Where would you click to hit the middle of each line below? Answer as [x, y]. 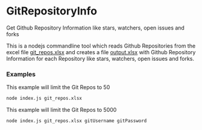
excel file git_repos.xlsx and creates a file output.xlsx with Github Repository [101, 52]
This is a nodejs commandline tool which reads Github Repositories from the [101, 46]
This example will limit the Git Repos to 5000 [62, 110]
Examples [21, 74]
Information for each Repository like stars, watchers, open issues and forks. [100, 58]
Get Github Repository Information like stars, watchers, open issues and [96, 28]
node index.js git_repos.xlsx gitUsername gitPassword [77, 121]
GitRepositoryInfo [52, 11]
